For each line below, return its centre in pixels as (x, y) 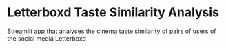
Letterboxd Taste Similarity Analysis (113, 13)
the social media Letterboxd (47, 38)
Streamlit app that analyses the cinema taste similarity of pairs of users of (112, 31)
